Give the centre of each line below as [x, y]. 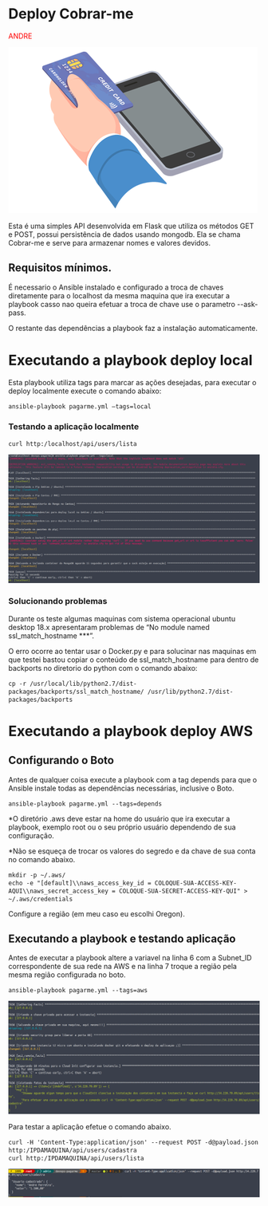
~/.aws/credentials [41, 899]
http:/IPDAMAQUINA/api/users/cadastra [73, 1151]
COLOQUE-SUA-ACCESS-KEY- [196, 883]
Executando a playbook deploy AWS [131, 731]
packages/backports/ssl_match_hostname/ [77, 692]
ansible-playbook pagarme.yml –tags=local [80, 406]
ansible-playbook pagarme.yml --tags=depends [85, 804]
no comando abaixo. [42, 859]
